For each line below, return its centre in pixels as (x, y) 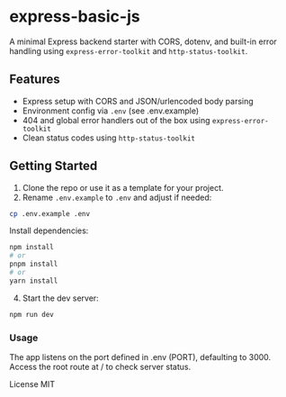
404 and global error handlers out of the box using (116, 120)
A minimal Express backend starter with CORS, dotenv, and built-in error (143, 41)
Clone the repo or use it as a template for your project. (123, 187)
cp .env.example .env (50, 213)
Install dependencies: (49, 230)
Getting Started (54, 166)
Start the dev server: (60, 298)
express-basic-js (75, 17)
